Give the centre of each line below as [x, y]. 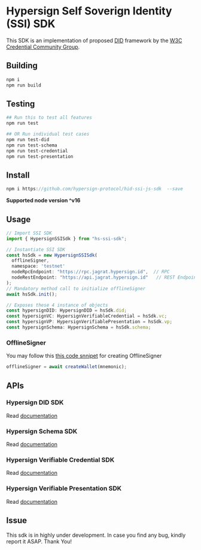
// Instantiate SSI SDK [36, 249]
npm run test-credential [37, 151]
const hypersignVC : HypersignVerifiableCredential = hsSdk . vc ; [87, 316]
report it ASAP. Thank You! [39, 541]
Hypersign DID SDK [35, 402]
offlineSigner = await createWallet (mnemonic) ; [67, 367]
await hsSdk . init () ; [32, 294]
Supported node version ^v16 [43, 201]
